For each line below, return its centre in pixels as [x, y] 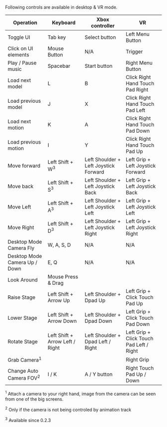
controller [103, 26]
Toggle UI [19, 37]
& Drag [55, 283]
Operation [25, 23]
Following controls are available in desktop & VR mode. [61, 7]
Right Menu [139, 63]
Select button [100, 37]
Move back [21, 186]
